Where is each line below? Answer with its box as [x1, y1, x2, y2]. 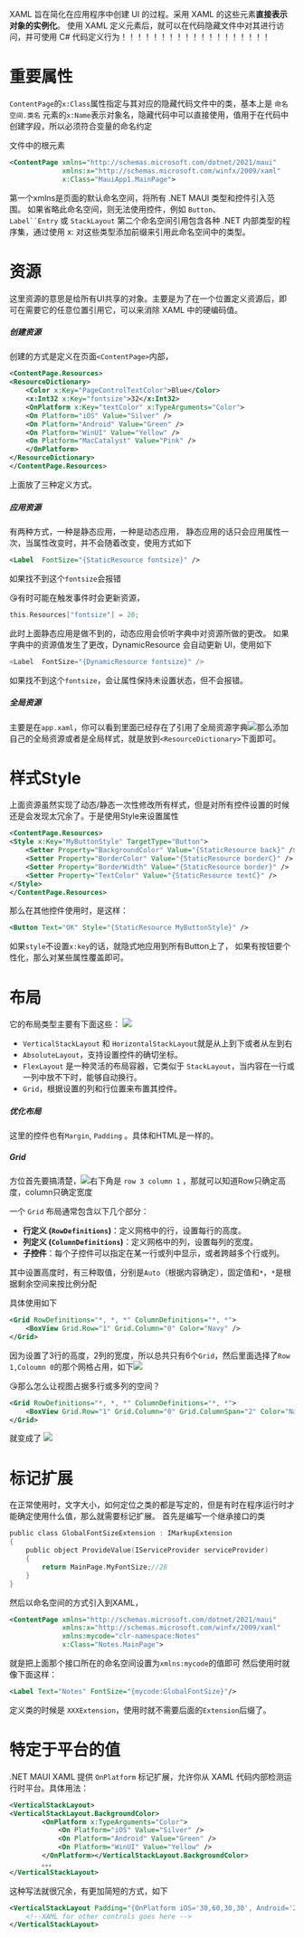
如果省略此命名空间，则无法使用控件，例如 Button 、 [26, 204, 221, 214]
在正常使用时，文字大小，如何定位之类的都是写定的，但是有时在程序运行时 [9, 1499, 287, 1510]
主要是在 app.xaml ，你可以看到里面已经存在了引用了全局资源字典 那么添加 [9, 721, 290, 732]
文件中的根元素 [9, 139, 65, 150]
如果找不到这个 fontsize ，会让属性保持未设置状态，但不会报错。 [9, 674, 249, 686]
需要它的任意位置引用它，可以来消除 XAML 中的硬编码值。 [24, 304, 242, 315]
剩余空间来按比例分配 [16, 1278, 97, 1289]
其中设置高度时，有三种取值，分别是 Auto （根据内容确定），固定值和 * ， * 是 [9, 1267, 283, 1278]
